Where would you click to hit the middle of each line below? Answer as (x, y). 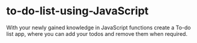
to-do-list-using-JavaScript (78, 11)
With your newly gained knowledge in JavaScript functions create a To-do (99, 27)
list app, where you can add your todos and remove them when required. (97, 33)
